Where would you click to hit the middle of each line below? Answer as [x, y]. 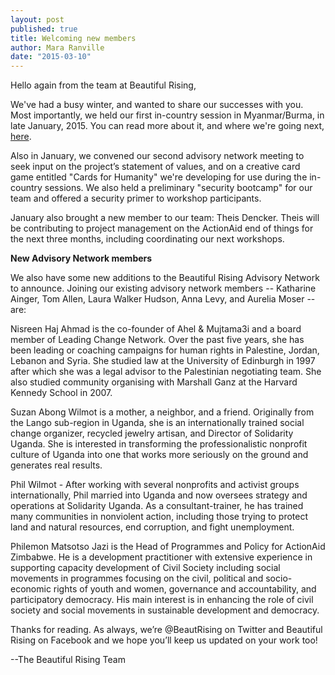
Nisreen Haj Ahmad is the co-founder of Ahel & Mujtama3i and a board [156, 329]
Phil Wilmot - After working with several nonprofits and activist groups [155, 485]
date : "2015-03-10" [51, 57]
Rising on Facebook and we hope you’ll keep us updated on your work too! [164, 640]
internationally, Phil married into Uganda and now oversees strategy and [159, 495]
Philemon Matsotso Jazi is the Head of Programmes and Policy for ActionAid [168, 547]
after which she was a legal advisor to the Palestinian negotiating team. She [166, 372]
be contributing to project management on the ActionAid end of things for [162, 228]
